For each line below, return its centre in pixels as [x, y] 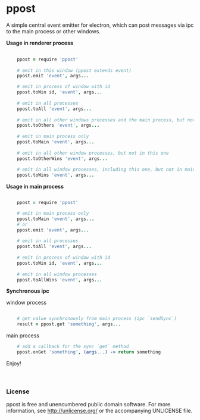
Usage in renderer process [40, 43]
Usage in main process [35, 187]
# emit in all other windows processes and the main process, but [101, 120]
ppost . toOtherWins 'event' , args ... [62, 159]
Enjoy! [14, 363]
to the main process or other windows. [54, 31]
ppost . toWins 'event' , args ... [56, 175]
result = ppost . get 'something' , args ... [69, 324]
